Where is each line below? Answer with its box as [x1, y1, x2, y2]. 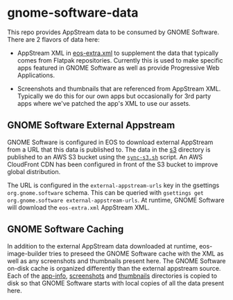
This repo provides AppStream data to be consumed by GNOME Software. [7, 28, 220, 36]
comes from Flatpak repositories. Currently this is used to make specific [17, 56, 223, 64]
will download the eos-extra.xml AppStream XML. [7, 203, 150, 212]
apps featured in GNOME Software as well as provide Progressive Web [17, 63, 220, 72]
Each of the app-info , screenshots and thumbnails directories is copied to [7, 271, 217, 280]
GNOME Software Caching [7, 223, 124, 235]
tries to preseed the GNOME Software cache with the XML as [49, 249, 224, 258]
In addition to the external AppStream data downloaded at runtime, [7, 242, 198, 250]
